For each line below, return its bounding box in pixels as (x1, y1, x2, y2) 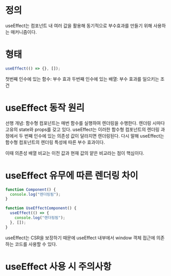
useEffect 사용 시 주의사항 (5, 261, 112, 272)
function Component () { (5, 187, 56, 192)
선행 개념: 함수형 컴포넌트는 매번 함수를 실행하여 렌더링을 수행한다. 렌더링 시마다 (5, 120, 165, 126)
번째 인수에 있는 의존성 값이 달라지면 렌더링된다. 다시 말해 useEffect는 (24, 132, 165, 139)
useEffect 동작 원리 (5, 102, 85, 113)
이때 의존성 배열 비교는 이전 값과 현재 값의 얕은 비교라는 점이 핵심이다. (5, 150, 144, 156)
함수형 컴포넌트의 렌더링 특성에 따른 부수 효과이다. (5, 139, 105, 145)
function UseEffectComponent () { (5, 205, 77, 211)
